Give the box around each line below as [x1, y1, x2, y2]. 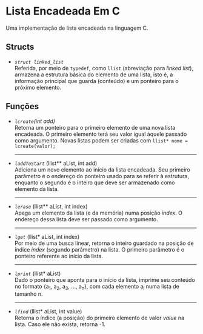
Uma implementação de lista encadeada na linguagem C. [5, 24, 148, 32]
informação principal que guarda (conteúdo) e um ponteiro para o [14, 77, 179, 84]
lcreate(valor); [14, 143, 56, 149]
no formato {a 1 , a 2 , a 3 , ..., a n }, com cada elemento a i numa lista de [14, 282, 180, 292]
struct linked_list [14, 59, 64, 65]
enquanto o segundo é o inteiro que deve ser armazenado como [14, 179, 175, 186]
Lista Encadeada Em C [5, 4, 121, 18]
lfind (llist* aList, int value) [14, 308, 82, 315]
